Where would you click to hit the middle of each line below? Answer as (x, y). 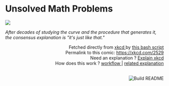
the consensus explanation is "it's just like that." (55, 37)
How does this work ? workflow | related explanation (109, 63)
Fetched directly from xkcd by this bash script (116, 47)
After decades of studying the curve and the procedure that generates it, (81, 32)
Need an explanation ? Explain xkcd (127, 58)
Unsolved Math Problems (59, 9)
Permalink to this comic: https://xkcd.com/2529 (114, 52)
